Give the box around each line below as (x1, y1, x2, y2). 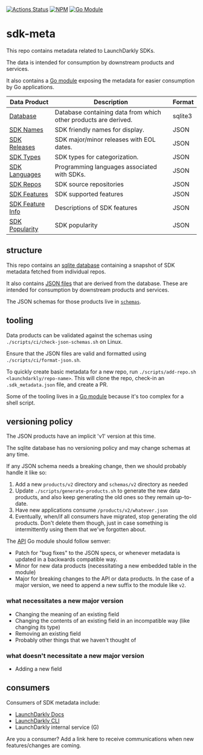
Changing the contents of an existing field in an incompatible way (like (14, 617, 190, 624)
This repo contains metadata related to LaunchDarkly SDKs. (6, 47, 155, 54)
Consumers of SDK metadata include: (6, 699, 100, 706)
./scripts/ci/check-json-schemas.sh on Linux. (6, 338, 123, 345)
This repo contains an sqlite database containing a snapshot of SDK (6, 261, 175, 269)
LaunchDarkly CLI (14, 717, 60, 724)
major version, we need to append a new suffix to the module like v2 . (14, 582, 186, 589)
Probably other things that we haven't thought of (14, 636, 137, 643)
